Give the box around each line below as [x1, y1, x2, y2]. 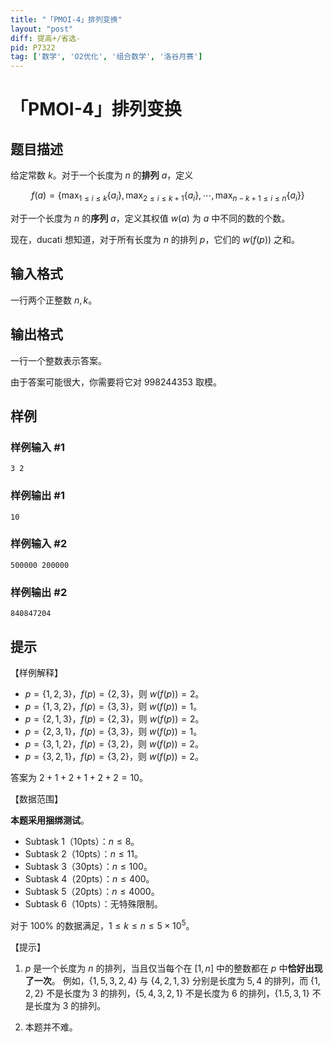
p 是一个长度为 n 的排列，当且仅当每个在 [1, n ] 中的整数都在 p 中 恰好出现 [24, 962, 323, 974]
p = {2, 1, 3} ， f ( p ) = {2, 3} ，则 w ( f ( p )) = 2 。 [24, 712, 205, 725]
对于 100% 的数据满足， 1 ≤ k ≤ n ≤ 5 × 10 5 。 [10, 917, 195, 931]
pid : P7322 [10, 42, 56, 53]
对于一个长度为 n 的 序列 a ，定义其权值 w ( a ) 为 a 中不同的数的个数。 [10, 212, 291, 224]
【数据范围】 [10, 792, 63, 805]
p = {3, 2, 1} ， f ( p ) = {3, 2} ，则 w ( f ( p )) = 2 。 [24, 750, 204, 762]
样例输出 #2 [10, 585, 68, 599]
